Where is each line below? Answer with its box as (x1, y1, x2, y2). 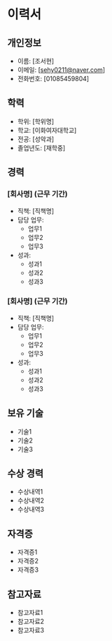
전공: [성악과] (17, 135, 55, 143)
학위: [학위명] (17, 117, 55, 126)
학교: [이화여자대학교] (17, 126, 77, 134)
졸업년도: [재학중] (17, 143, 66, 152)
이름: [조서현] (17, 57, 55, 65)
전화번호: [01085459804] (17, 75, 90, 83)
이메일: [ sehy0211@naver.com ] (17, 66, 106, 74)
